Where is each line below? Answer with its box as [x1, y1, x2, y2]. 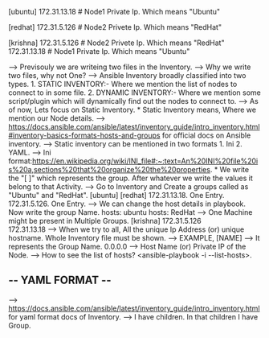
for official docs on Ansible [161, 130, 251, 140]
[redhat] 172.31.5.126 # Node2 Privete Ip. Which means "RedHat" [8, 23, 222, 31]
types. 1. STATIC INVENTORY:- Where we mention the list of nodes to [8, 80, 238, 89]
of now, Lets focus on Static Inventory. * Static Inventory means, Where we [8, 105, 257, 114]
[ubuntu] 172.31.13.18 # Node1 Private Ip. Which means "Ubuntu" [8, 7, 221, 16]
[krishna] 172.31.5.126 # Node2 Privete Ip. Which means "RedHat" [8, 38, 225, 47]
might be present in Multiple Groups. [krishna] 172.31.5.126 [8, 216, 202, 225]
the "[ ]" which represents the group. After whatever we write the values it [8, 173, 253, 183]
